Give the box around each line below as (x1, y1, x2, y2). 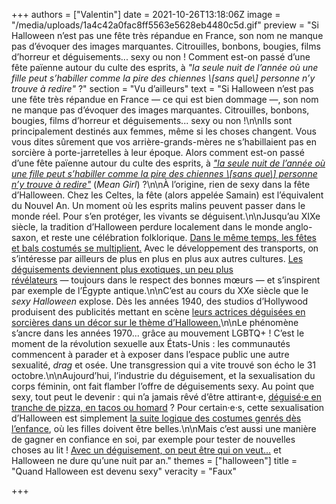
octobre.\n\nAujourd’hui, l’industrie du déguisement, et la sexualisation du (11, 370, 316, 381)
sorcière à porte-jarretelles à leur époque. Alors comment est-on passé (11, 147, 305, 158)
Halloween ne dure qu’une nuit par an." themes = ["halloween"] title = (11, 455, 298, 466)
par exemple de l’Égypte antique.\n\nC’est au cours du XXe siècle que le (11, 285, 309, 296)
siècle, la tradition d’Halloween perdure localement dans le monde (11, 221, 284, 233)
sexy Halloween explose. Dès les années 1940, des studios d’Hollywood (11, 295, 309, 307)
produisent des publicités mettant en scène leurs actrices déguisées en (11, 306, 306, 318)
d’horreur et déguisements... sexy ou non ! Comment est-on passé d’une (11, 51, 311, 63)
